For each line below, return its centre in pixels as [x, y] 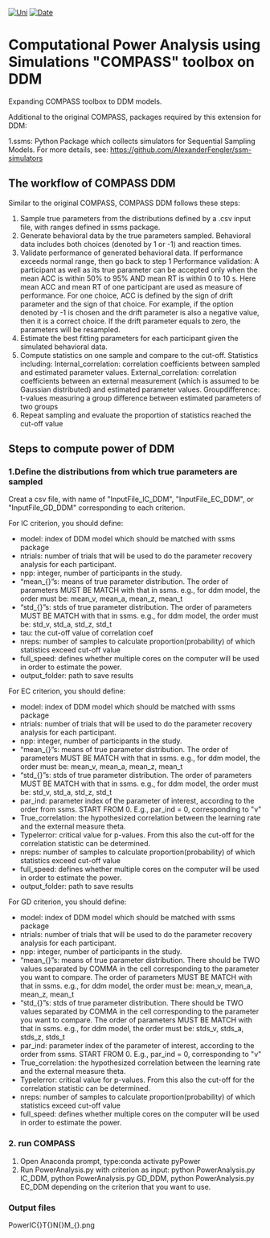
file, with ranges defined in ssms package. [90, 227]
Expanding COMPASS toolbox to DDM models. [85, 101]
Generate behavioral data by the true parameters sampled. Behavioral [135, 235]
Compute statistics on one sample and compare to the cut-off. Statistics [139, 355]
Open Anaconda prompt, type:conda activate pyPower [110, 1161]
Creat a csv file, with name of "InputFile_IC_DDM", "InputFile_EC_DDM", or [131, 500]
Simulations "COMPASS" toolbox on [132, 62]
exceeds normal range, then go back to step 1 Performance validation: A [139, 261]
